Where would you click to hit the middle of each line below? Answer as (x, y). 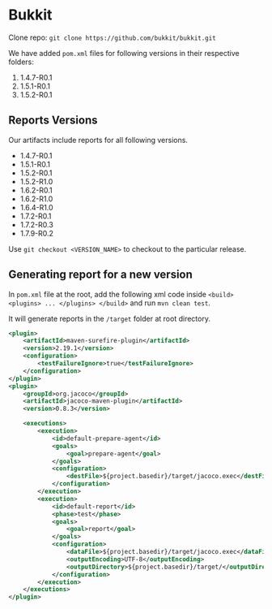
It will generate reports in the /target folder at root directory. (109, 318)
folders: (21, 62)
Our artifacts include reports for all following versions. (98, 140)
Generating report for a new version (100, 275)
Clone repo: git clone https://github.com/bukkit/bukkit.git (112, 37)
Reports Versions (53, 121)
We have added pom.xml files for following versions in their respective (124, 53)
